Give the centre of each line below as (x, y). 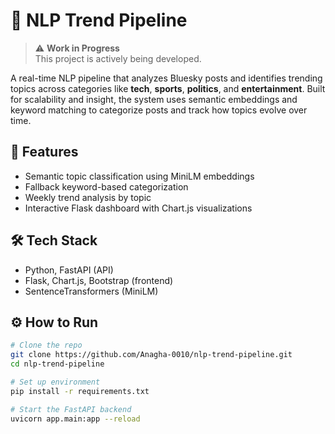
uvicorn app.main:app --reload (75, 419)
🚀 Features (44, 152)
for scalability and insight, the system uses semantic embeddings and (154, 99)
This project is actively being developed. (118, 58)
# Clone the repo (46, 345)
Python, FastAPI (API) (69, 270)
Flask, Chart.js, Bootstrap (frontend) (99, 280)
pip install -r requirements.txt (80, 391)
